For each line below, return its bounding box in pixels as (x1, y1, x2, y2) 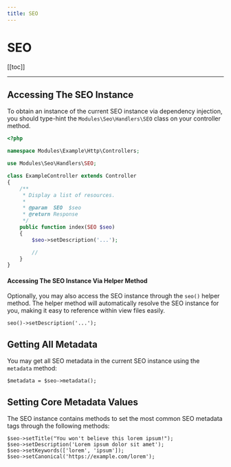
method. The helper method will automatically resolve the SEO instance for (7, 299, 219, 307)
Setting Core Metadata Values (7, 396, 139, 408)
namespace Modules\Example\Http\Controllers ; (7, 147, 140, 155)
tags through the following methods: (7, 422, 110, 430)
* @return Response (22, 211, 78, 218)
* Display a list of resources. (22, 191, 115, 198)
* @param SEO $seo (22, 205, 81, 211)
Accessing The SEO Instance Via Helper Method (7, 276, 148, 284)
